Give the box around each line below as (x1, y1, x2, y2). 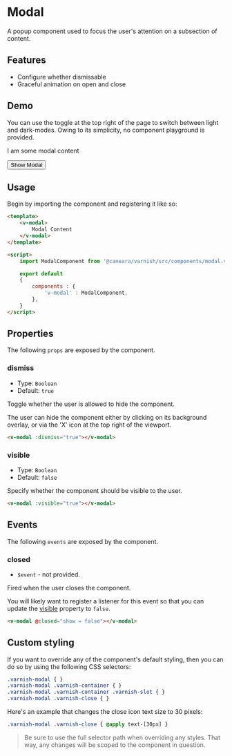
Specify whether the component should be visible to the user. (7, 486, 183, 494)
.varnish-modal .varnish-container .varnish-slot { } (7, 688, 166, 696)
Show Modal (10, 161, 43, 168)
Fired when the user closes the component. (7, 583, 131, 592)
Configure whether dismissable (17, 72, 107, 81)
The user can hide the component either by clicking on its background (7, 413, 207, 421)
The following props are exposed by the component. (7, 346, 155, 354)
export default (19, 270, 64, 277)
